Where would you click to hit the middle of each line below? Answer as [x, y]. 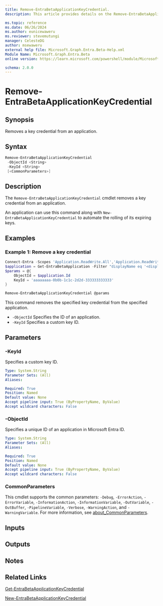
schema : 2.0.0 [19, 68]
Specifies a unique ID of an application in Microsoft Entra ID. [65, 430]
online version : [21, 59]
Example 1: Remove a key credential [48, 252]
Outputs [18, 544]
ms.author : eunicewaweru [30, 32]
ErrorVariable [19, 503]
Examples [20, 238]
